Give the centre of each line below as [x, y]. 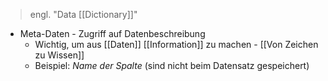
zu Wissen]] [59, 55]
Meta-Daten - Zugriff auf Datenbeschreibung [112, 33]
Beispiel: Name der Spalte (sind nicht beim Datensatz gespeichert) [172, 65]
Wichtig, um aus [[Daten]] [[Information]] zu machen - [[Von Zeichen [176, 44]
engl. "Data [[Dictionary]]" [83, 14]
